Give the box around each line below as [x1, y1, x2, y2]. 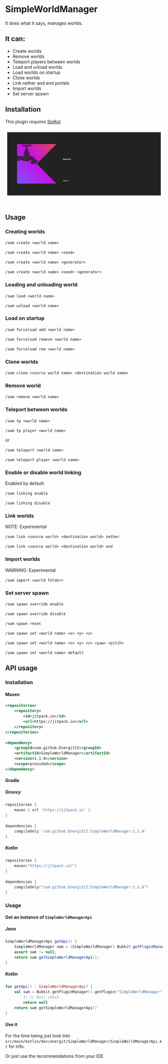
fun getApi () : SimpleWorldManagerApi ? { [5, 984, 93, 989]
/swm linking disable [5, 501, 50, 506]
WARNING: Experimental [5, 567, 56, 573]
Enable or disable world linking [5, 469, 81, 476]
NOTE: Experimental [5, 523, 47, 530]
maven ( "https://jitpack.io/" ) [14, 863, 77, 869]
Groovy [5, 789, 21, 795]
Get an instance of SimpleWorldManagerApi [5, 914, 92, 920]
